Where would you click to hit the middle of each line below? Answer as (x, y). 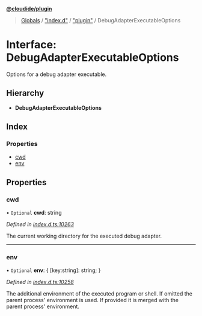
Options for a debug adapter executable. (57, 74)
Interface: (32, 45)
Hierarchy (25, 93)
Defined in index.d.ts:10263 (40, 224)
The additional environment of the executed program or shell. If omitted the (99, 294)
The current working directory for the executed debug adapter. (84, 236)
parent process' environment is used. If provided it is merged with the (93, 300)
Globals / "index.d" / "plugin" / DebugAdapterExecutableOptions (101, 20)
